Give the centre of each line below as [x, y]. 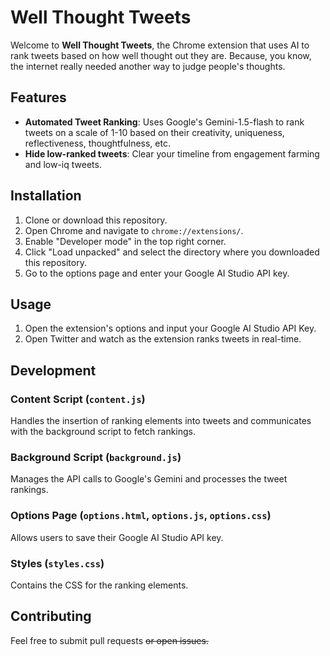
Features [38, 97]
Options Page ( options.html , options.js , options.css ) [141, 516]
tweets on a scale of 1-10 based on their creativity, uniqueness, [154, 132]
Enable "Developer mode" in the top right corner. [125, 241]
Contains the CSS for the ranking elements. [99, 585]
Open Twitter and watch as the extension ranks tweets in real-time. [163, 339]
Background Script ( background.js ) [96, 457]
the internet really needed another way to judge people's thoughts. [148, 66]
